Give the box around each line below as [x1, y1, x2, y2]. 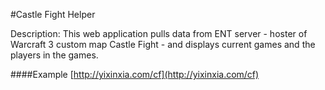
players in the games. [10, 49, 99, 61]
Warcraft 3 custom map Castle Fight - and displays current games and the [10, 39, 316, 50]
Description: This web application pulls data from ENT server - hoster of [10, 28, 308, 39]
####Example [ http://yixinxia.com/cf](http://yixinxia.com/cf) [10, 69, 260, 80]
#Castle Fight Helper [10, 9, 96, 20]
